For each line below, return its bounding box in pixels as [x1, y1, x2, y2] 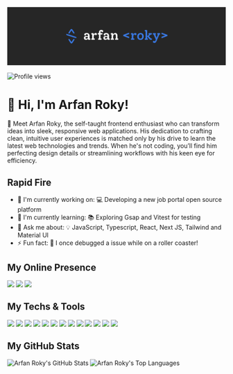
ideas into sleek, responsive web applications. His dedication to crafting [7, 127, 213, 135]
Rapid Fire [7, 176, 52, 188]
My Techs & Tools [7, 301, 85, 313]
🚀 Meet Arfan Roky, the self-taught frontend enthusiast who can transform [7, 119, 220, 128]
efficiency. [7, 156, 37, 165]
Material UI [17, 231, 49, 239]
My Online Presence [7, 262, 96, 273]
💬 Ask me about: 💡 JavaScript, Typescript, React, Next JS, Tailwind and [17, 223, 222, 232]
